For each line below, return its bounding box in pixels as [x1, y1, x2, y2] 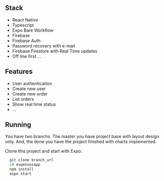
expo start [9, 171, 32, 177]
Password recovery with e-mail [12, 43, 75, 48]
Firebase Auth [12, 38, 41, 44]
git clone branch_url [9, 158, 54, 163]
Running [5, 121, 32, 129]
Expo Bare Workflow [12, 27, 54, 33]
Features [5, 68, 33, 76]
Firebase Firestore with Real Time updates [12, 48, 97, 54]
